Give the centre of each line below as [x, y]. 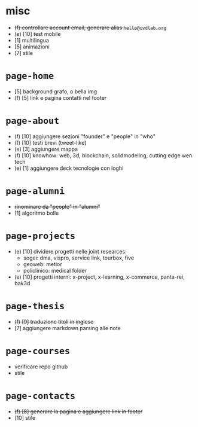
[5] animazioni [32, 47]
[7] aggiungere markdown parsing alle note [67, 328]
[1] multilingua [31, 40]
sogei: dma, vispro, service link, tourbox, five [79, 258]
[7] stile [24, 53]
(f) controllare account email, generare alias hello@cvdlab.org [90, 28]
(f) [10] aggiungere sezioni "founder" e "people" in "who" [85, 136]
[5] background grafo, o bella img [56, 91]
